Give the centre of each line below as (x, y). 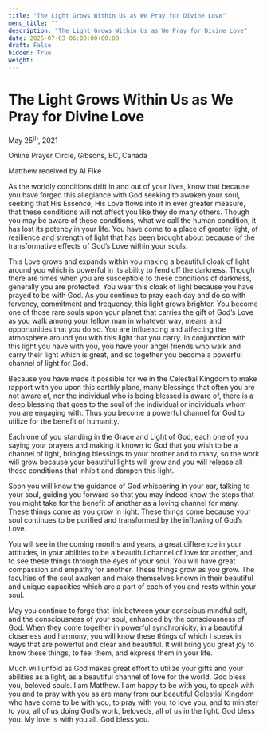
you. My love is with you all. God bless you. (79, 719)
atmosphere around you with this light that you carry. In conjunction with (128, 338)
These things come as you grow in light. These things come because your (130, 511)
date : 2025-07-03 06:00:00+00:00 (64, 38)
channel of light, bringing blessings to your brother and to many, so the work (134, 454)
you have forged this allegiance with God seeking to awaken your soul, (124, 195)
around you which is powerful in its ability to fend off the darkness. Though (132, 270)
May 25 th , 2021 (33, 139)
